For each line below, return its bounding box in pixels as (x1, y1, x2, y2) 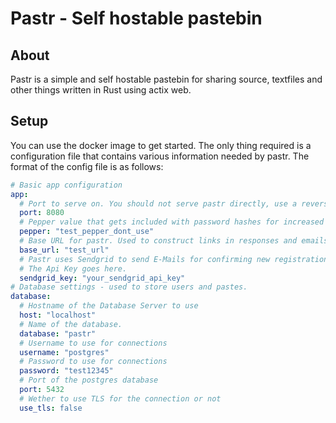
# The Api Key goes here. (19, 263, 128, 274)
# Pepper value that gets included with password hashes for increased (19, 217, 325, 227)
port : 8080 (19, 208, 65, 218)
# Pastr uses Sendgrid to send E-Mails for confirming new (19, 254, 271, 264)
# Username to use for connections (19, 338, 168, 348)
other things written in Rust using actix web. (10, 84, 192, 96)
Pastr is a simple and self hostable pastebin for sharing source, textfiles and (10, 73, 323, 85)
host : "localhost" (19, 310, 97, 321)
